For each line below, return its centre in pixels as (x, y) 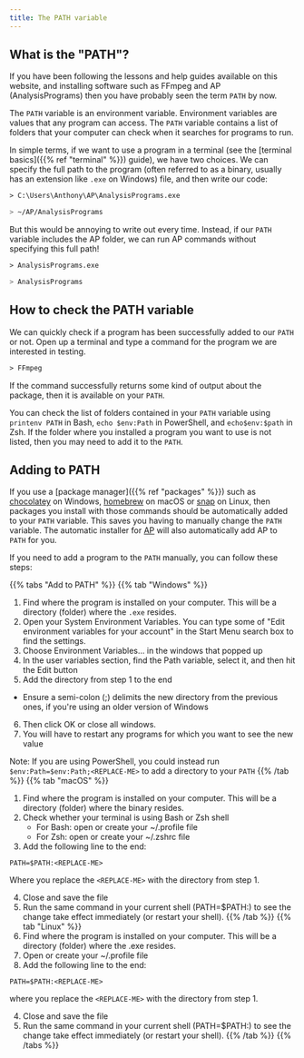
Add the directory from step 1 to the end (97, 680)
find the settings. (54, 641)
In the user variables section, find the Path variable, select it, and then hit (159, 660)
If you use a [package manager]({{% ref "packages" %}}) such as (133, 492)
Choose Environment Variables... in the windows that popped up (142, 651)
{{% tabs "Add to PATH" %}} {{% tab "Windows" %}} (109, 585)
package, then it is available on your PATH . (87, 395)
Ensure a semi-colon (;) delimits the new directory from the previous (150, 697)
